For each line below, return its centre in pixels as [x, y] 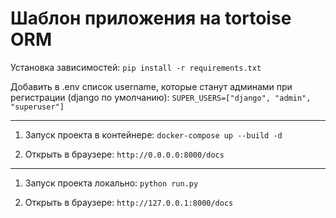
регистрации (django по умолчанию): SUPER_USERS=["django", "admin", [161, 97]
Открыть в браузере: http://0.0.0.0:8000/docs [124, 154]
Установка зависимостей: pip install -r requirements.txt [136, 67]
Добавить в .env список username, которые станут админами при [151, 86]
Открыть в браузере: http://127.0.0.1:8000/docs [129, 202]
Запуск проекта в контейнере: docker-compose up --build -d [153, 134]
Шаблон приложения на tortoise [151, 18]
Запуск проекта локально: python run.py [111, 183]
